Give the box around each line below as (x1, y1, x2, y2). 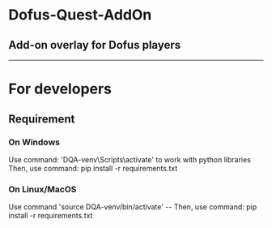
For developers (8, 80, 112, 98)
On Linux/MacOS (8, 183, 77, 195)
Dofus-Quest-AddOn (8, 6, 152, 24)
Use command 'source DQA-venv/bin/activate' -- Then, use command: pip (8, 202, 257, 212)
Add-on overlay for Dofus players (8, 38, 181, 52)
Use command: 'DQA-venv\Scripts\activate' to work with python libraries (8, 154, 251, 164)
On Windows (8, 136, 61, 148)
